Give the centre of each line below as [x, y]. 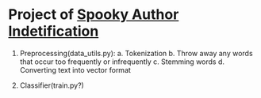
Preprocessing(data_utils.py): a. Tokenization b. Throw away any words [136, 53]
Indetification [54, 31]
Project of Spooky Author [94, 15]
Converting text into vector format [75, 70]
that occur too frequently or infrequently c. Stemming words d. [122, 62]
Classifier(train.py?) [52, 85]
